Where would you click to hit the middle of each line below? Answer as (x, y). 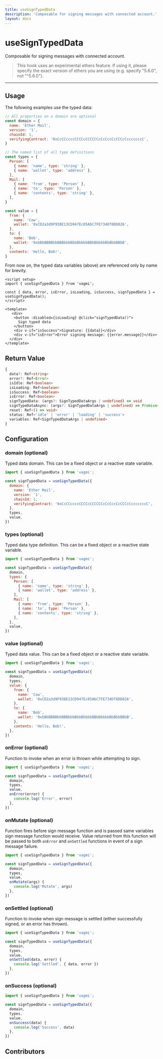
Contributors (25, 1051)
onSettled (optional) (29, 908)
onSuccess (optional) (31, 986)
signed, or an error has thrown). (37, 924)
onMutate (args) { (27, 882)
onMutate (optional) (29, 820)
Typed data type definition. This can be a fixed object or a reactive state (77, 545)
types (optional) (24, 534)
